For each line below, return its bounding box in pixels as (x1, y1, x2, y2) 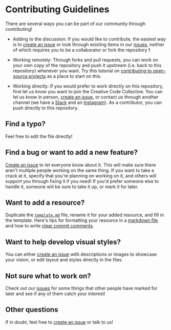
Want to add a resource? (5, 198, 85, 207)
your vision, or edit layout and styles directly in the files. (5, 257, 123, 263)
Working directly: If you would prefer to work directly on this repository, (12, 83, 164, 89)
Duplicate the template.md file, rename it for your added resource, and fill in (5, 212, 164, 218)
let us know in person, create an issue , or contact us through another (12, 94, 159, 100)
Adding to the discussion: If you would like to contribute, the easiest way (12, 36, 166, 42)
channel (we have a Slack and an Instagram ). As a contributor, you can (12, 99, 162, 106)
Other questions (5, 305, 58, 314)
